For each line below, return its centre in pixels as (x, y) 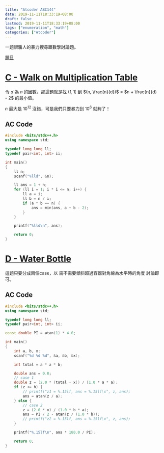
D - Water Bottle (38, 259)
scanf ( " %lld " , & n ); (34, 176)
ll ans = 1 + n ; (31, 185)
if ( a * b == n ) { (41, 203)
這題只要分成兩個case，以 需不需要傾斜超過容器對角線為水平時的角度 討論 (80, 273)
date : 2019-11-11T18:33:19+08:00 (39, 14)
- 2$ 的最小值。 (21, 98)
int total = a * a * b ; (38, 364)
